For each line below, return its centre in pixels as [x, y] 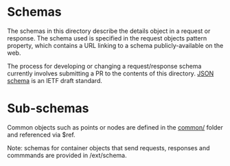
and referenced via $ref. [41, 134]
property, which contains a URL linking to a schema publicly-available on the [115, 45]
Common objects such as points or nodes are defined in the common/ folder [115, 127]
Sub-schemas [48, 109]
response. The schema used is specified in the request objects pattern [107, 38]
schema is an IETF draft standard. [55, 80]
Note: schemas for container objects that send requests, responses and [109, 147]
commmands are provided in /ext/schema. [67, 155]
